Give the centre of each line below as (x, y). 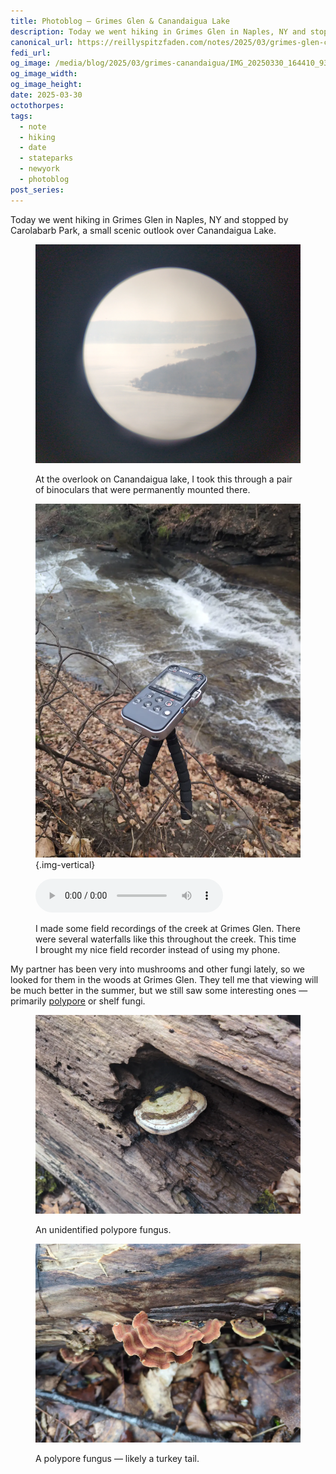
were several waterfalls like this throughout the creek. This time (166, 939)
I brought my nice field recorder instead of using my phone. (158, 950)
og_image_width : (44, 74)
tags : (21, 116)
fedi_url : (31, 53)
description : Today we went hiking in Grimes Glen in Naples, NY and (158, 31)
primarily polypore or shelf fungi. (78, 1001)
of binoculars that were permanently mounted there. (143, 490)
